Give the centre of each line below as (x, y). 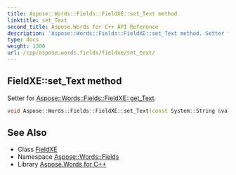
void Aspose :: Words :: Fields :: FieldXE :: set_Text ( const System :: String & (114, 111)
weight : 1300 (26, 46)
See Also (27, 133)
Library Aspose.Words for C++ (62, 164)
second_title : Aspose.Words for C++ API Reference (83, 27)
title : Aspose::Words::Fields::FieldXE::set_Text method (92, 14)
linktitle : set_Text (38, 20)
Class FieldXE (37, 149)
